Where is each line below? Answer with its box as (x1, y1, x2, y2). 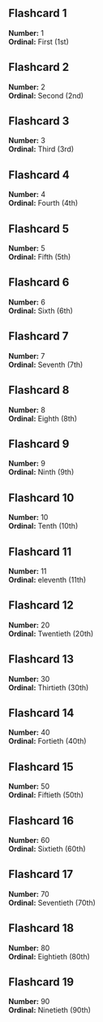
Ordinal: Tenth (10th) (8, 521, 79, 531)
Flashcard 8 (8, 383, 70, 397)
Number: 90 (8, 997, 50, 1007)
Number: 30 (8, 674, 50, 684)
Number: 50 (8, 781, 50, 792)
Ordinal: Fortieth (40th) (8, 736, 87, 746)
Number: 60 (8, 836, 50, 845)
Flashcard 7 (8, 330, 69, 343)
